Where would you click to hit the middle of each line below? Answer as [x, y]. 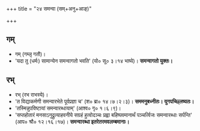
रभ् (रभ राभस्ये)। [32, 94]
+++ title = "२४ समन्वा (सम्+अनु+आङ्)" [49, 9]
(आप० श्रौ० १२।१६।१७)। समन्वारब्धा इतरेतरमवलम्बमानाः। [72, 121]
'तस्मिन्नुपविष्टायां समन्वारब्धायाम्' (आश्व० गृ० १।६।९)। [68, 108]
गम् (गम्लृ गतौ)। [30, 54]
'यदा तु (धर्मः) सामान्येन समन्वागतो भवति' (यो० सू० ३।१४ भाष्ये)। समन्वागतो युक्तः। [94, 61]
